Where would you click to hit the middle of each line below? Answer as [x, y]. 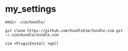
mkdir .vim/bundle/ [25, 22]
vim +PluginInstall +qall [32, 43]
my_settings [31, 9]
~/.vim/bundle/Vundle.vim [32, 35]
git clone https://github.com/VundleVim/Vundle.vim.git [64, 30]
